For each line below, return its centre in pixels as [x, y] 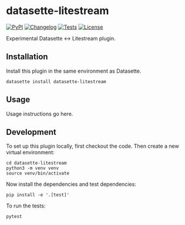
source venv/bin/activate [38, 173]
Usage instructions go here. [40, 114]
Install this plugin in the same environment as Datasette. [74, 71]
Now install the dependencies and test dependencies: [71, 184]
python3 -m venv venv [33, 168]
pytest [14, 217]
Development [31, 132]
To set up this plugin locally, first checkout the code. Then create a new [92, 146]
